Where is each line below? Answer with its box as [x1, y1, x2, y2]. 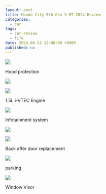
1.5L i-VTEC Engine [5, 97, 46, 103]
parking [5, 165, 21, 171]
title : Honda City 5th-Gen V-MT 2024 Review [5, 12, 101, 17]
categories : [5, 17, 30, 22]
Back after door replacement [5, 145, 65, 151]
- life [10, 36, 24, 41]
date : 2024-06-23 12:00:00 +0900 [5, 41, 76, 46]
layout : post [5, 7, 33, 13]
